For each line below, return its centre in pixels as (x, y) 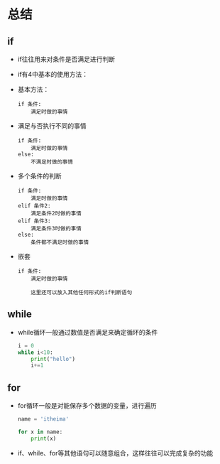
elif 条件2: (34, 206)
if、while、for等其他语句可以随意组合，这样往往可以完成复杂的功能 (115, 453)
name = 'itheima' (43, 419)
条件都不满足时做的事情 (60, 242)
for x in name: (40, 432)
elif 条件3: (34, 221)
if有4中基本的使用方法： (53, 74)
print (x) (44, 438)
